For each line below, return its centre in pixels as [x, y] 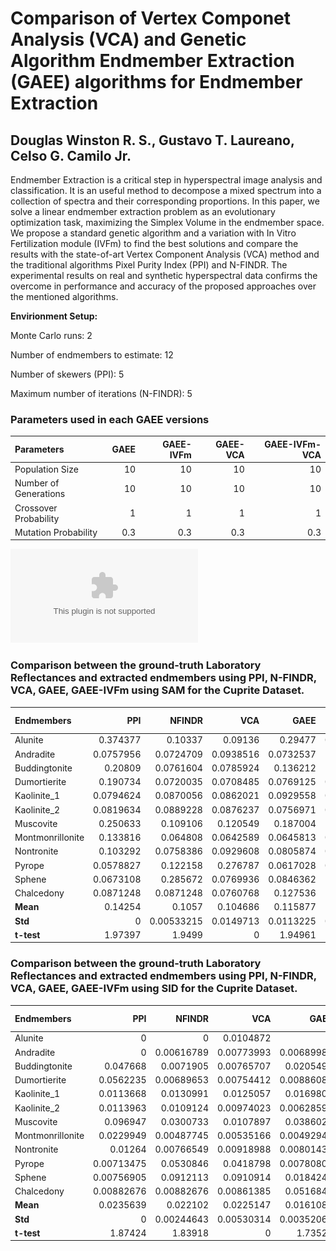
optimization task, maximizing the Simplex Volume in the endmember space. [167, 222]
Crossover [36, 508]
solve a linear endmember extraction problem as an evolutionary [143, 211]
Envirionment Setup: [54, 316]
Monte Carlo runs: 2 [51, 335]
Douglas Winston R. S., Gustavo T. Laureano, [152, 140]
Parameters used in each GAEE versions [110, 419]
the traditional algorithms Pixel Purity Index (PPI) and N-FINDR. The [149, 265]
